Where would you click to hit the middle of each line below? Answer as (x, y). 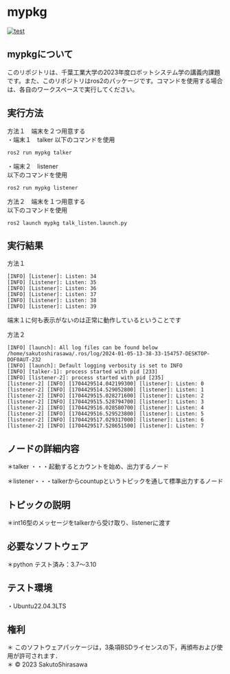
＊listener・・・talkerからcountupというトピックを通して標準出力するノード (115, 481)
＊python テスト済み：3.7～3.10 (52, 564)
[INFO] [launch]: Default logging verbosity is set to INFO (95, 366)
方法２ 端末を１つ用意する (46, 201)
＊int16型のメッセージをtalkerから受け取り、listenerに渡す (89, 523)
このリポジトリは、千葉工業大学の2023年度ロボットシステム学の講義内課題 (114, 72)
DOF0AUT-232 (24, 360)
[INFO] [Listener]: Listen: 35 (52, 282)
